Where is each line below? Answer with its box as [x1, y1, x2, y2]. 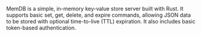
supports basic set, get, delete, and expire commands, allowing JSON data [6, 11, 191, 19]
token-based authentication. [6, 24, 76, 31]
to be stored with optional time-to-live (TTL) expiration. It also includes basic [6, 18, 196, 25]
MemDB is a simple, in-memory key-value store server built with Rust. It [6, 5, 184, 12]
